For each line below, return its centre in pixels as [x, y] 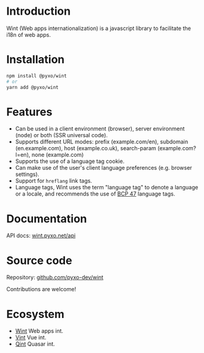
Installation [36, 60]
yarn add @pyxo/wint [33, 87]
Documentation [47, 218]
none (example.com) [58, 155]
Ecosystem [36, 314]
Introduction [39, 11]
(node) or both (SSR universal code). [62, 135]
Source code [39, 260]
